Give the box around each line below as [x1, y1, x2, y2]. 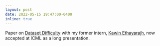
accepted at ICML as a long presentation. [5, 35, 90, 41]
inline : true [5, 16, 32, 21]
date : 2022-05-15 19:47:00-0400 [5, 12, 72, 17]
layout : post [5, 7, 32, 12]
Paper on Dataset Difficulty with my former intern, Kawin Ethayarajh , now [5, 30, 156, 36]
